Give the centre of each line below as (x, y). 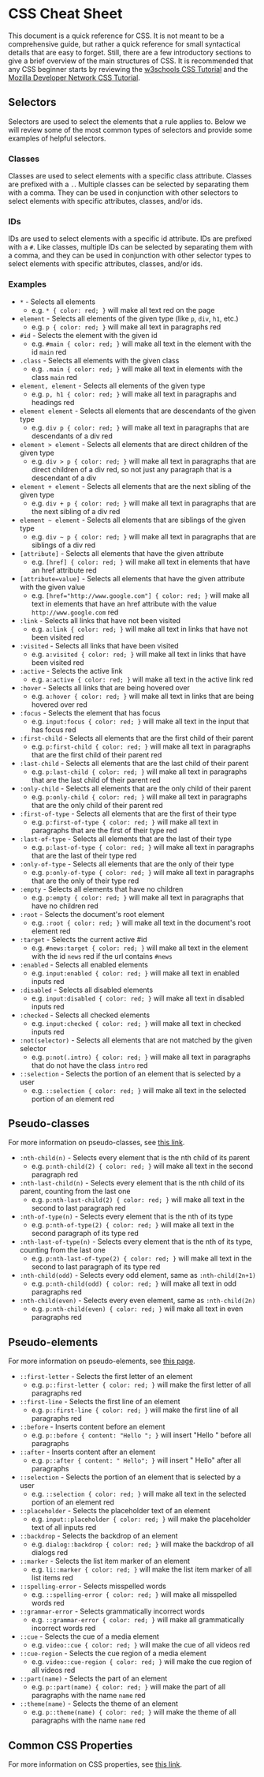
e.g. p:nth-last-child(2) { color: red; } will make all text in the (138, 1200)
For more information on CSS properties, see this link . (95, 1764)
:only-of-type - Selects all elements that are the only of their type (127, 864)
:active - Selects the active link (71, 671)
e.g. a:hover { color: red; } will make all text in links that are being (143, 696)
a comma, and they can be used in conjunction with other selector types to (130, 255)
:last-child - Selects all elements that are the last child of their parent (134, 763)
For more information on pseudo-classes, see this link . (97, 1143)
